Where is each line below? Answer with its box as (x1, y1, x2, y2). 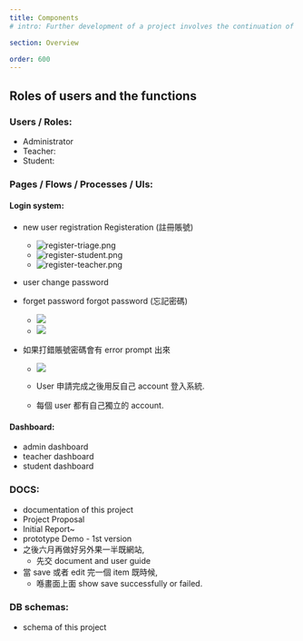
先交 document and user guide (35, 555, 151, 566)
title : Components (9, 13, 79, 23)
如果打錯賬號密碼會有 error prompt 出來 (22, 344, 171, 355)
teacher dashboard (22, 451, 94, 462)
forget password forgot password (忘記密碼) (22, 296, 189, 307)
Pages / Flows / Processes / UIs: (9, 178, 154, 191)
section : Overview (9, 38, 79, 47)
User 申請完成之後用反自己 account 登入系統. (35, 380, 206, 391)
